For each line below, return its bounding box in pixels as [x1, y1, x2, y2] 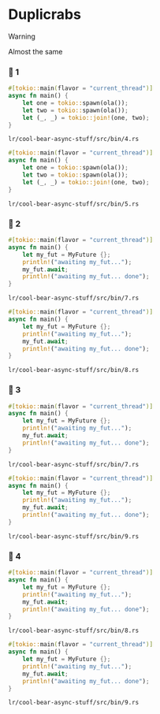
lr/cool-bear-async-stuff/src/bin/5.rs [8, 199, 140, 208]
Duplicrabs [8, 6, 81, 24]
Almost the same [8, 46, 63, 56]
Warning [8, 32, 35, 41]
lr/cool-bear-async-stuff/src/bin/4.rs [8, 136, 140, 143]
